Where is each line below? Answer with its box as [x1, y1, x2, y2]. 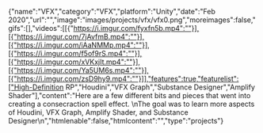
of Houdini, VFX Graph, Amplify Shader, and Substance [8, 108, 189, 117]
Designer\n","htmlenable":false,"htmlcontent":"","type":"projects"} [8, 116, 224, 125]
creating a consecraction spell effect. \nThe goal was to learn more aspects [8, 99, 255, 108]
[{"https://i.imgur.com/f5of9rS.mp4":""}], [8, 49, 143, 58]
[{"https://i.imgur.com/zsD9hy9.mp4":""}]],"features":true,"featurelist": [8, 74, 239, 83]
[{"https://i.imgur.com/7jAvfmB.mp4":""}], [8, 32, 145, 41]
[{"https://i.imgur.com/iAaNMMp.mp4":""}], [8, 40, 151, 50]
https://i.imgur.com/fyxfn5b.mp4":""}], [73, 24, 200, 32]
